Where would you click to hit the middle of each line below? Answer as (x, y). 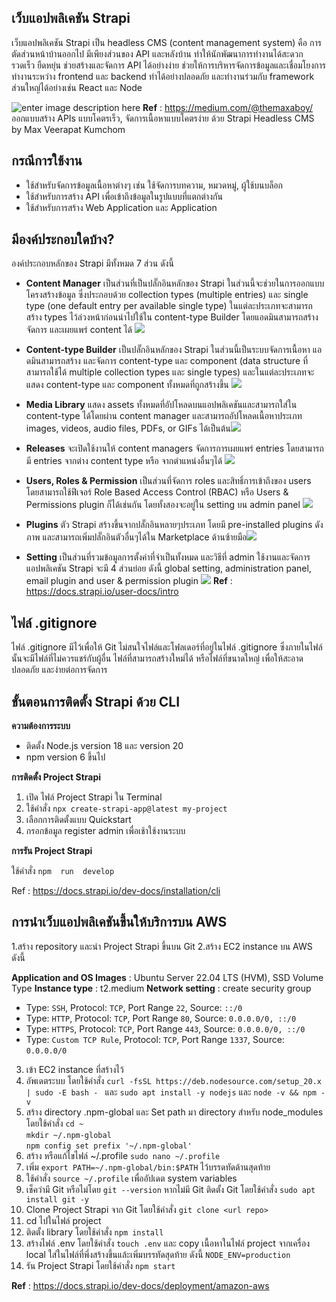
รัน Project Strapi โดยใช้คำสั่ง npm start (100, 1265)
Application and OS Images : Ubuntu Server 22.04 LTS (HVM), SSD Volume (167, 977)
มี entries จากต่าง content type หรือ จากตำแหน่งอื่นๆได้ (124, 461)
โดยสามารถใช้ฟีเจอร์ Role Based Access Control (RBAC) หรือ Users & (157, 492)
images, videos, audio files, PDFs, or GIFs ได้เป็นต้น (128, 428)
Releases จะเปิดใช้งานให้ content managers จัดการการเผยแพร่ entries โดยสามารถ (174, 448)
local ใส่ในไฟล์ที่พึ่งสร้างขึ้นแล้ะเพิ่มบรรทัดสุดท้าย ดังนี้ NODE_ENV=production (158, 1254)
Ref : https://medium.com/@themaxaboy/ (228, 107)
